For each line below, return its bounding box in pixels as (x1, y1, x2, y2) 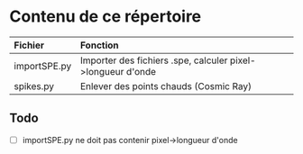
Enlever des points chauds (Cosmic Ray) (79, 79, 252, 92)
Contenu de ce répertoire (9, 6, 202, 27)
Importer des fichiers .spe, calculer (79, 54, 228, 67)
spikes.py (14, 79, 55, 92)
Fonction (79, 39, 119, 51)
